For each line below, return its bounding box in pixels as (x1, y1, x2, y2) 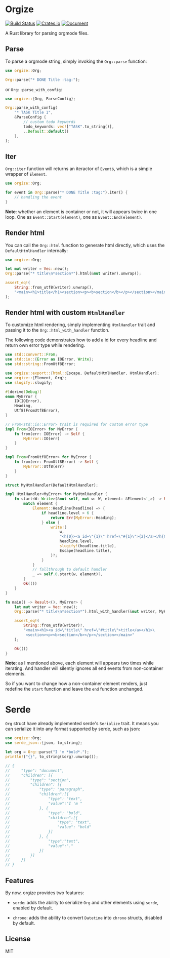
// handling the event (14, 194, 62, 199)
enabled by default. (12, 905, 53, 911)
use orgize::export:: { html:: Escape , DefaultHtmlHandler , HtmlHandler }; (5, 371, 159, 376)
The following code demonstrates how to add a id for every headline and (5, 337, 157, 343)
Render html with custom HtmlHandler (5, 308, 125, 317)
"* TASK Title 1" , (14, 110, 53, 115)
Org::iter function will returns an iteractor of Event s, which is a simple (5, 166, 153, 172)
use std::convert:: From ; (5, 352, 58, 357)
